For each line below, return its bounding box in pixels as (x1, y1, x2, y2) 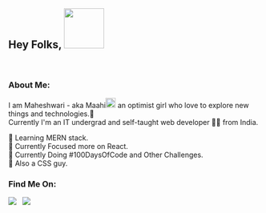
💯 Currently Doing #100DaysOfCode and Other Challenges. (8, 150, 204, 160)
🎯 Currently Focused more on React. (8, 142, 128, 151)
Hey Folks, (8, 38, 62, 52)
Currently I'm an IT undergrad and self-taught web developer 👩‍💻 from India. (8, 118, 259, 127)
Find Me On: (8, 179, 57, 190)
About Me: (8, 79, 50, 90)
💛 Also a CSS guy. (8, 159, 68, 168)
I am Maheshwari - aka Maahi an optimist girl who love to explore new (8, 101, 250, 111)
